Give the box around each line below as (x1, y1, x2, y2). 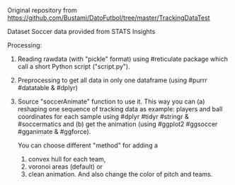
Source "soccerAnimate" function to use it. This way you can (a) (17, 97, 205, 106)
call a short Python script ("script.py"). (17, 62, 130, 70)
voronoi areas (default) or (28, 162, 103, 171)
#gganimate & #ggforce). (17, 128, 91, 135)
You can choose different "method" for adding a (17, 141, 158, 150)
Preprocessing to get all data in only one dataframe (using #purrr (17, 76, 207, 84)
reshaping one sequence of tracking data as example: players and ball (17, 105, 223, 113)
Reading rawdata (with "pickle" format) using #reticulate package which (17, 55, 229, 63)
